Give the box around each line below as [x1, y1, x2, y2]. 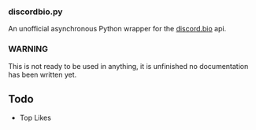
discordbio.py [8, 6, 63, 17]
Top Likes [19, 113, 51, 123]
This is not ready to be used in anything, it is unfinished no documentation [8, 61, 249, 70]
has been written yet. [8, 70, 77, 79]
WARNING [8, 44, 49, 55]
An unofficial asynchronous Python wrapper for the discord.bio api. [8, 24, 227, 34]
